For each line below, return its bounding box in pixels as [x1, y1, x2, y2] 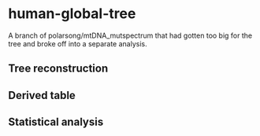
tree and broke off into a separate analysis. [8, 39, 147, 48]
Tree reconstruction [8, 62, 109, 75]
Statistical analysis [8, 116, 104, 129]
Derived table [8, 88, 76, 102]
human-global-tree [8, 5, 136, 23]
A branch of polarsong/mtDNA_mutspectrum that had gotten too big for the [8, 31, 253, 40]
